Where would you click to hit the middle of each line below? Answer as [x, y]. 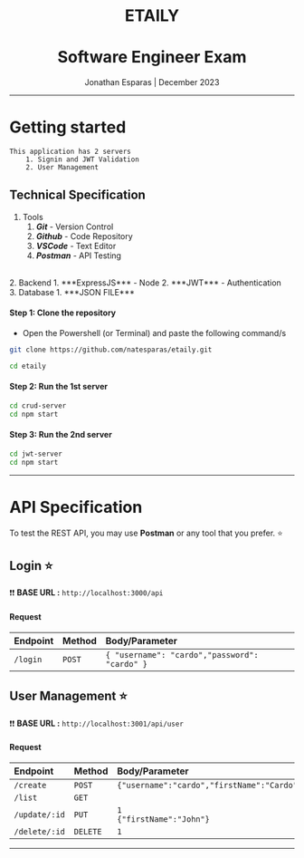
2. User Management [62, 168]
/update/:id [40, 815]
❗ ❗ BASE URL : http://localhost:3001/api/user [96, 723]
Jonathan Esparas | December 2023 [152, 82]
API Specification [76, 507]
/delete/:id [40, 831]
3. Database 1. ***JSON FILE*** [72, 292]
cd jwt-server [36, 454]
